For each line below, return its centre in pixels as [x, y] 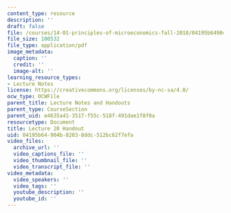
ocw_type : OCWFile [33, 97]
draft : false [26, 26]
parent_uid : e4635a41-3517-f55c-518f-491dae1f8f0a [81, 115]
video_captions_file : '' [49, 154]
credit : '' [29, 65]
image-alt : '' [33, 71]
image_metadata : [30, 52]
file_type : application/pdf [47, 45]
